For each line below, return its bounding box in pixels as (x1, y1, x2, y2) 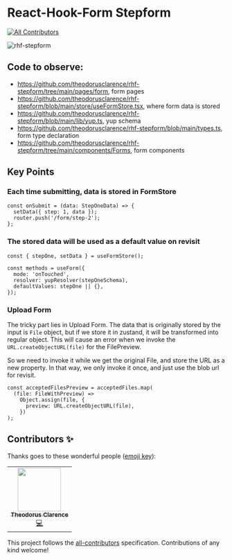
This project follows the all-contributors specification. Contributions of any (7, 539, 220, 547)
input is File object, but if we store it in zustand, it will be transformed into (7, 328, 219, 337)
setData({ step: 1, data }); (13, 209, 98, 216)
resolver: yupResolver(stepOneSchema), (13, 277, 129, 283)
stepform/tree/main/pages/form (17, 87, 109, 95)
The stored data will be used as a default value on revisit (7, 237, 200, 247)
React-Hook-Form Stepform (7, 5, 171, 21)
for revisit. (7, 371, 36, 379)
